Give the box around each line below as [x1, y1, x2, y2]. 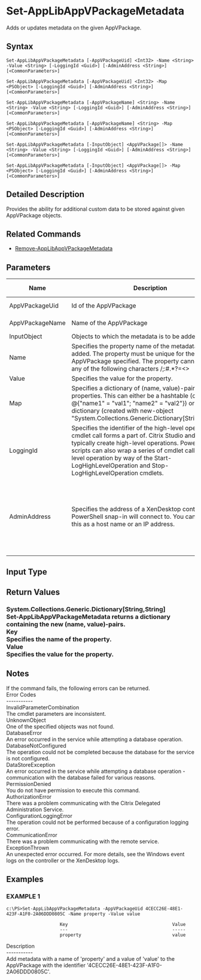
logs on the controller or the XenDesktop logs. [6, 857, 120, 864]
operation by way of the [86, 454, 153, 462]
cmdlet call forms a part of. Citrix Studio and [71, 431, 196, 440]
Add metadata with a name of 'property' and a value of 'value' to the [6, 955, 175, 963]
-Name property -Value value [68, 911, 141, 917]
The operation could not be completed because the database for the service [6, 748, 194, 755]
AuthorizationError [6, 793, 52, 800]
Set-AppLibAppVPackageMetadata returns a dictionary [6, 612, 170, 621]
